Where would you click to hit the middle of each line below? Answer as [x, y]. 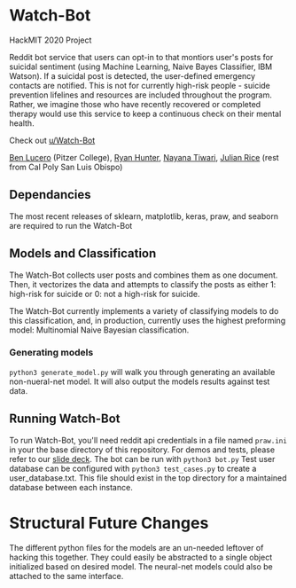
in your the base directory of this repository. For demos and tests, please [142, 450]
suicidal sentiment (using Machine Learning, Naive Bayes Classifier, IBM [141, 67]
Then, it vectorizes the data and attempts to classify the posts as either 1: [143, 284]
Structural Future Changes [109, 523]
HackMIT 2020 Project [51, 40]
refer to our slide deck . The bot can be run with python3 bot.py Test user [142, 459]
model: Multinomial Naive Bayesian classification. [99, 330]
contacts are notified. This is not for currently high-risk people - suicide [140, 85]
